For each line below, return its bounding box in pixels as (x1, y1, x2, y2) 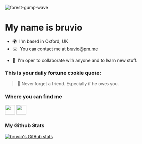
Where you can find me (5, 93, 62, 100)
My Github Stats (5, 122, 45, 129)
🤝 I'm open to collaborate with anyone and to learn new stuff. (12, 57, 138, 63)
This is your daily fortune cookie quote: (5, 70, 101, 76)
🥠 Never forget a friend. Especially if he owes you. (17, 81, 119, 87)
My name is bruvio (5, 22, 83, 33)
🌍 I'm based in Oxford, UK (12, 38, 68, 44)
